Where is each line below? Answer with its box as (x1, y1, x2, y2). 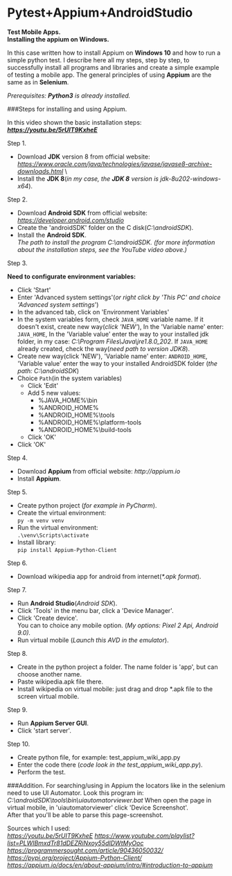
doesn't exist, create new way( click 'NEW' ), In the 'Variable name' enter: (17, 322, 224, 330)
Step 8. (7, 649, 28, 657)
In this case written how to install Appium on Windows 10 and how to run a (7, 48, 221, 57)
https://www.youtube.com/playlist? (94, 831, 195, 839)
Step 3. (7, 258, 28, 267)
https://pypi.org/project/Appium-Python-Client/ (7, 853, 142, 861)
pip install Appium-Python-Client (17, 546, 117, 553)
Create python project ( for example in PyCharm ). (17, 501, 157, 510)
